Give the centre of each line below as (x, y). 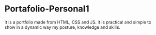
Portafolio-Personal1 (47, 9)
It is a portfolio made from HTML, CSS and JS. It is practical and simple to (78, 22)
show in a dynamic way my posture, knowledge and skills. (62, 27)
